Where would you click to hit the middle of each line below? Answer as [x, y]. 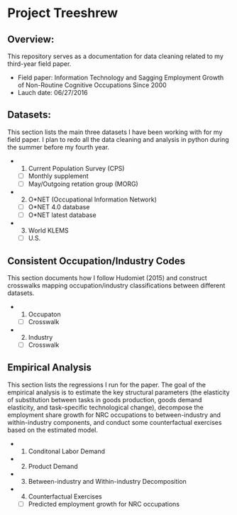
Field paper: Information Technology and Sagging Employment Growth [121, 77]
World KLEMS [48, 231]
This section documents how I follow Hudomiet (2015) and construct [107, 277]
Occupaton [45, 314]
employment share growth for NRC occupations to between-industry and [114, 415]
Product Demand [53, 466]
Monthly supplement [58, 176]
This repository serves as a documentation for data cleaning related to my [115, 56]
